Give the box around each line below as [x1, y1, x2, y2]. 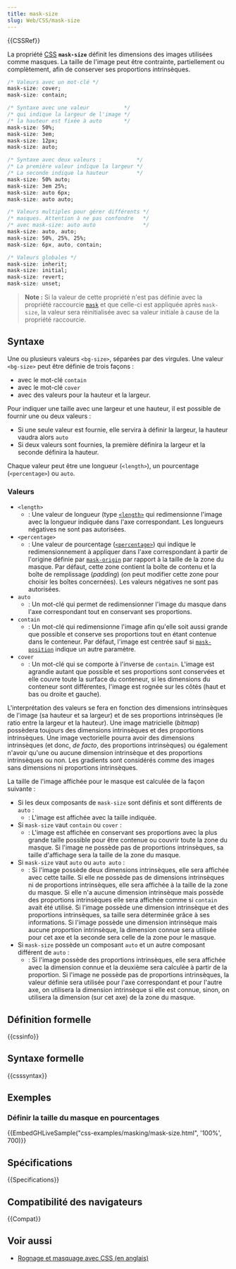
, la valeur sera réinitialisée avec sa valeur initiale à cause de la [37, 308, 220, 316]
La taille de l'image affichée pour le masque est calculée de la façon [7, 777, 205, 786]
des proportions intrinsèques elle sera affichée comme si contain [27, 896, 218, 905]
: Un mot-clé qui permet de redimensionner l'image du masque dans [27, 600, 227, 608]
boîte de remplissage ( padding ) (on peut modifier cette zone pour [27, 570, 219, 579]
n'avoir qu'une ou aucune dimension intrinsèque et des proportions [7, 749, 203, 757]
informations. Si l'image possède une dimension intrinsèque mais [27, 918, 218, 927]
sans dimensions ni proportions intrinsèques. [7, 764, 138, 772]
